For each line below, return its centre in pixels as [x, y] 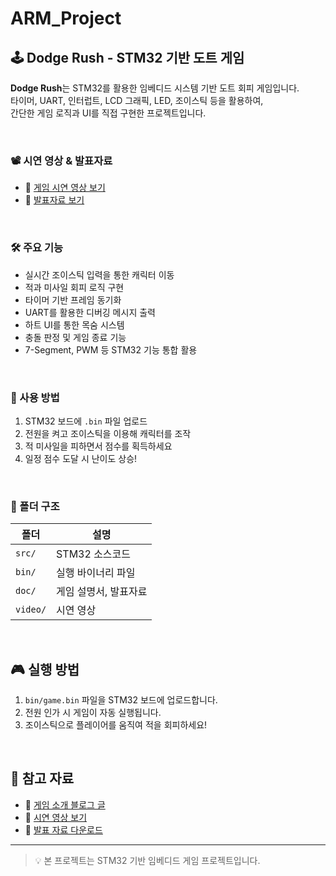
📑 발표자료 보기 [54, 200]
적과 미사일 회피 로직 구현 [74, 287]
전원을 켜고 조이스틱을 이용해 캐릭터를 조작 [108, 433]
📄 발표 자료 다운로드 [63, 829]
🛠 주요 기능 [37, 248]
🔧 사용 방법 [35, 397]
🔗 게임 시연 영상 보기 [65, 188]
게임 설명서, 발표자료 [102, 592]
